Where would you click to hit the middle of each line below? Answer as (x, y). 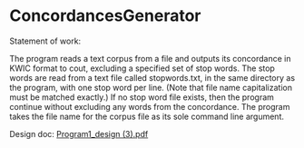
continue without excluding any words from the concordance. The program (150, 106)
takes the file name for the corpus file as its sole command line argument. (147, 116)
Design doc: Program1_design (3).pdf (79, 133)
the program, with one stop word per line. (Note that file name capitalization (151, 87)
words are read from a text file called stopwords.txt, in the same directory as (152, 77)
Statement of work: (45, 41)
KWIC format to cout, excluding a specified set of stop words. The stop (142, 68)
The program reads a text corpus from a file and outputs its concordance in (150, 58)
